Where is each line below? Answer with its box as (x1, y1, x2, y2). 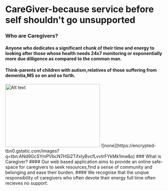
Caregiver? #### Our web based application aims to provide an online (5, 158, 151, 165)
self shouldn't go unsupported (5, 14, 136, 26)
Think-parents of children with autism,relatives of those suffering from (5, 67, 157, 73)
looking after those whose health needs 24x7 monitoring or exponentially (5, 50, 162, 56)
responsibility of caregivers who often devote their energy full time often (5, 174, 156, 180)
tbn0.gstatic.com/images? (5, 148, 60, 154)
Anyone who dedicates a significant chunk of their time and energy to (5, 44, 155, 51)
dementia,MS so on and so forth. (5, 72, 76, 79)
